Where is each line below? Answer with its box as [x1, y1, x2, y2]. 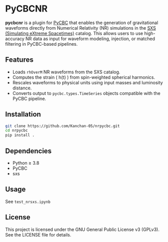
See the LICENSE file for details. [5, 231, 72, 237]
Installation [5, 110, 41, 118]
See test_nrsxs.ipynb [5, 198, 51, 204]
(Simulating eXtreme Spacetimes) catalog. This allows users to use [5, 30, 143, 36]
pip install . [5, 133, 35, 138]
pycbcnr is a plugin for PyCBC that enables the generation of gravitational [5, 20, 158, 26]
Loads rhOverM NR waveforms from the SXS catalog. [12, 69, 120, 75]
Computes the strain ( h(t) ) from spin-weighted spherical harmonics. [12, 74, 155, 80]
